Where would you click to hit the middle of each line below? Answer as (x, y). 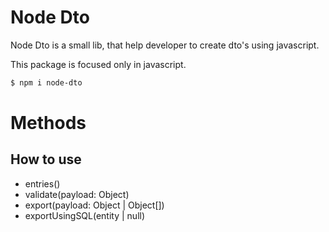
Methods (48, 123)
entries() (42, 183)
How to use (46, 159)
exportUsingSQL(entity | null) (85, 215)
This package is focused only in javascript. (98, 64)
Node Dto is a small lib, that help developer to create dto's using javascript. (165, 45)
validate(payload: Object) (77, 194)
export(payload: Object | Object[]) (94, 205)
